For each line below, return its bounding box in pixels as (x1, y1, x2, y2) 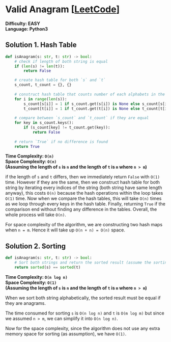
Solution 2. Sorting (5, 242, 66, 250)
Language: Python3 (5, 25, 48, 32)
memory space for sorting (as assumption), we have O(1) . (5, 330, 127, 337)
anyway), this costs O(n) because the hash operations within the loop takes (5, 190, 163, 196)
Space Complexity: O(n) (5, 159, 57, 165)
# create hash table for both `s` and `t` (14, 77, 106, 83)
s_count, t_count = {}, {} (14, 83, 72, 88)
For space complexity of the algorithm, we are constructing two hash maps (5, 222, 163, 228)
